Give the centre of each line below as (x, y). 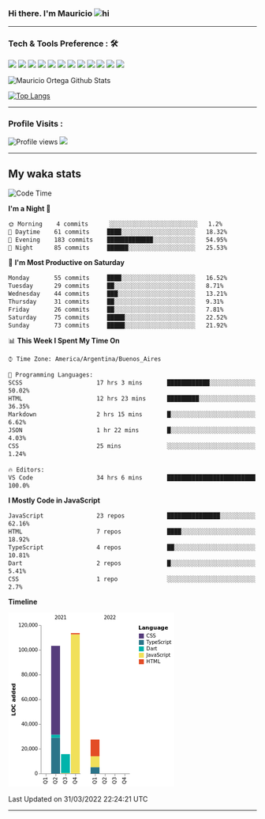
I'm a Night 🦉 (30, 208)
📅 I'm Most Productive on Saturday (66, 262)
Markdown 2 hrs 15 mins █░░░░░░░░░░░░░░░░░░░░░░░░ (132, 414)
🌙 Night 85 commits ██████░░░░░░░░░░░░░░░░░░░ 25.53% (118, 248)
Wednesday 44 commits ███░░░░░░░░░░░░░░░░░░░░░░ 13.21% (118, 294)
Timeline (23, 601)
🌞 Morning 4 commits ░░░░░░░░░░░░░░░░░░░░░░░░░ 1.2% (116, 224)
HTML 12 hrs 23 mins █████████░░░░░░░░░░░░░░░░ (132, 398)
